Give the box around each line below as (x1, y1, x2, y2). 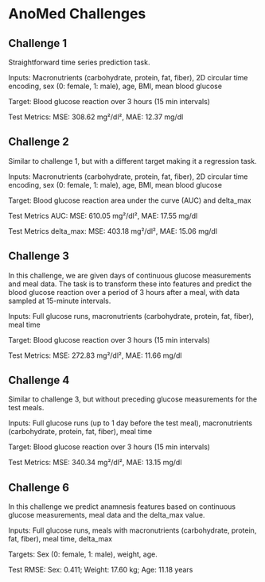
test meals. (8, 403, 45, 413)
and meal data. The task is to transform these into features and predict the (8, 279, 252, 289)
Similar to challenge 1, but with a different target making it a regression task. (8, 156, 257, 165)
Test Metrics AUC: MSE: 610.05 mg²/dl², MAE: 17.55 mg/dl (8, 211, 198, 220)
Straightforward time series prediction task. (8, 57, 150, 67)
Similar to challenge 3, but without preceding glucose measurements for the (8, 394, 257, 404)
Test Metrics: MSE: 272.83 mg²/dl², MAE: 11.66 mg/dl (8, 351, 182, 360)
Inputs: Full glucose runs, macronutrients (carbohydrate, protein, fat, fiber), (8, 311, 255, 320)
